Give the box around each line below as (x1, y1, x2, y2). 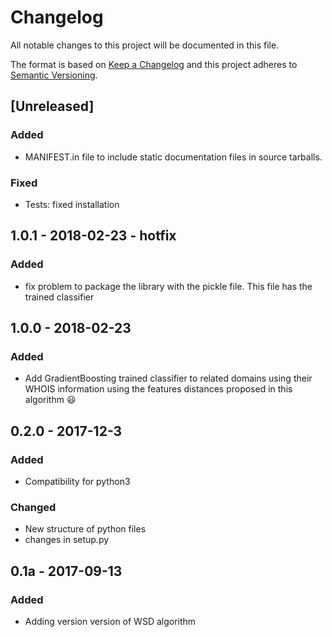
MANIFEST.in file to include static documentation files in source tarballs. (24, 151, 323, 163)
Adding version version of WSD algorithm (24, 615, 197, 627)
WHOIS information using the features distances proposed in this (24, 383, 293, 395)
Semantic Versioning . (10, 69, 98, 81)
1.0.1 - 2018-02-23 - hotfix (10, 227, 177, 245)
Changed (10, 500, 57, 514)
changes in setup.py (24, 534, 110, 546)
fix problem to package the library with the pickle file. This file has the (24, 280, 313, 292)
